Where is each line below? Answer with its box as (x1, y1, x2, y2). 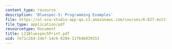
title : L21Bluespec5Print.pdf (5, 31, 70, 36)
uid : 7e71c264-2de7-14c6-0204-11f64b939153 (5, 36, 100, 41)
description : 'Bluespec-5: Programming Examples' (5, 12, 114, 17)
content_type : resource (5, 7, 56, 13)
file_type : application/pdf (5, 21, 66, 27)
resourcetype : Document (5, 27, 56, 32)
